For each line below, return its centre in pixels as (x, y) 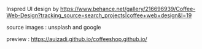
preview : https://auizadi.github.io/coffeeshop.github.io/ (77, 39)
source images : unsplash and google (54, 27)
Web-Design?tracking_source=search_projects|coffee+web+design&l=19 (99, 15)
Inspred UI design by (33, 9)
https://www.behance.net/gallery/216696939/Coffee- (128, 9)
